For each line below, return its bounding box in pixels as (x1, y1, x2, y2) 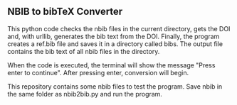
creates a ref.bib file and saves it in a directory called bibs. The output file (7, 39, 223, 48)
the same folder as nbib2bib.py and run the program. (7, 89, 162, 98)
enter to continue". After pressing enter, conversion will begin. (7, 68, 189, 77)
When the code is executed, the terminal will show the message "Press (7, 60, 216, 70)
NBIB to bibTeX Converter (7, 6, 123, 18)
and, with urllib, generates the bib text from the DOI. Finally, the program (7, 32, 220, 40)
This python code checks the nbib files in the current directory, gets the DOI (7, 24, 231, 33)
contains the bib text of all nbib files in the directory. (7, 47, 160, 55)
